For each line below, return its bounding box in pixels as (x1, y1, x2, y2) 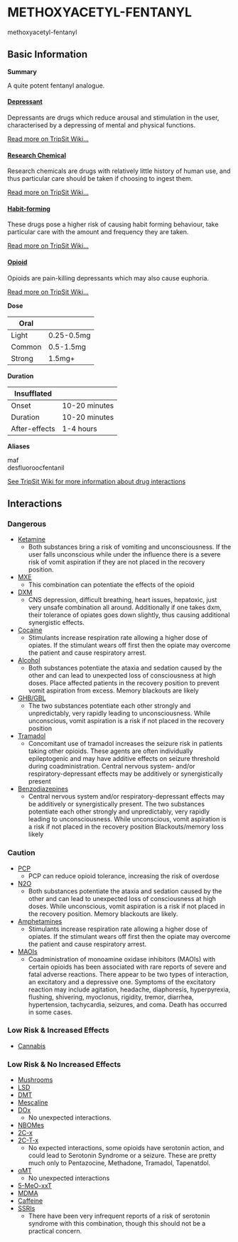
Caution (7, 848, 36, 858)
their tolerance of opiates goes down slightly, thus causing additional (28, 611, 230, 619)
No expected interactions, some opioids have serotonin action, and (28, 1144, 225, 1152)
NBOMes (17, 1121, 45, 1130)
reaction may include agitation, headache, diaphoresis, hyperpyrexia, (28, 985, 231, 994)
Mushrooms (17, 1075, 53, 1084)
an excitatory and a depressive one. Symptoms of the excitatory (28, 977, 216, 986)
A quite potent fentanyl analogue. (7, 81, 105, 90)
